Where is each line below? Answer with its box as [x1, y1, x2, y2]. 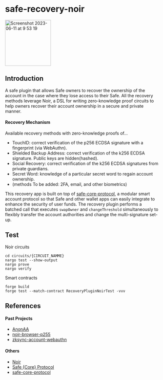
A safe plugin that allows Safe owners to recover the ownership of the [5, 87, 145, 93]
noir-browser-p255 [12, 332, 51, 337]
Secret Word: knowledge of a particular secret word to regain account [12, 171, 153, 177]
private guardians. [12, 165, 49, 172]
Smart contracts [5, 275, 38, 281]
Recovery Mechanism [5, 119, 50, 125]
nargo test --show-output [5, 258, 58, 263]
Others [5, 348, 20, 354]
